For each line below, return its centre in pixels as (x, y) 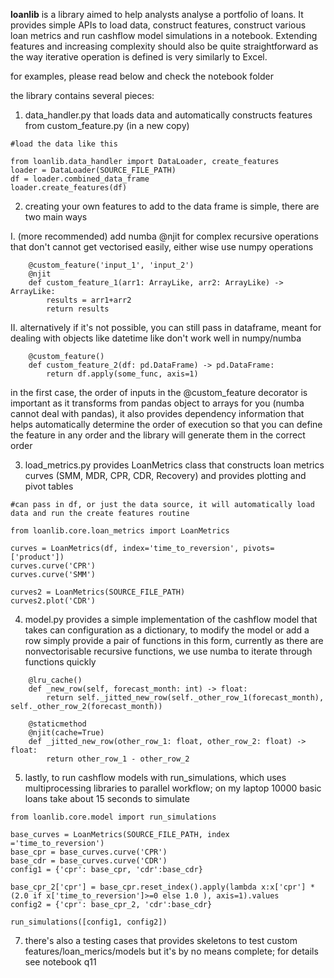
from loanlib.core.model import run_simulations (113, 817)
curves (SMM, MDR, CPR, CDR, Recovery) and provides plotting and (165, 475)
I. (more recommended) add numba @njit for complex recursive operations (164, 236)
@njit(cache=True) (66, 733)
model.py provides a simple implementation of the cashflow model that (171, 619)
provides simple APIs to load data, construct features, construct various (158, 25)
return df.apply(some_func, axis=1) (122, 374)
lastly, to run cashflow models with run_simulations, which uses (155, 777)
